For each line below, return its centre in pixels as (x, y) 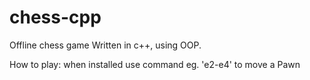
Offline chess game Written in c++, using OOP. (105, 45)
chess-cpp (55, 17)
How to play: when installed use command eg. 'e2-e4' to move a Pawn (155, 64)
